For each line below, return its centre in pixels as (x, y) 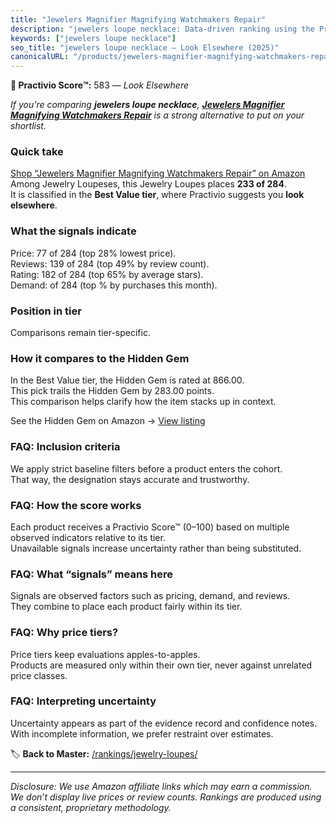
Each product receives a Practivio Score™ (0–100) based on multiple (150, 527)
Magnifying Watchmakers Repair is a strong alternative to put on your (157, 115)
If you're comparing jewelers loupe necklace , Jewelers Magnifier (147, 105)
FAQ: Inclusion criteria (65, 447)
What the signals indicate (73, 231)
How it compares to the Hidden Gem (100, 358)
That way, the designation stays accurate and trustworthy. (130, 479)
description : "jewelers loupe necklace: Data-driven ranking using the (162, 29)
